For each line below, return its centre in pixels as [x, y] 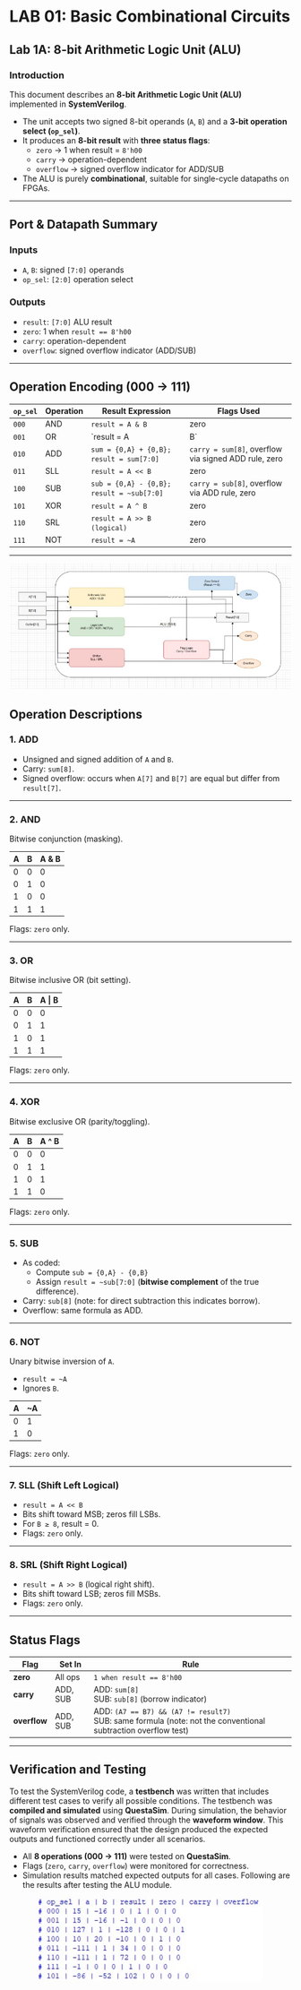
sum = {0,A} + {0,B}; [131, 450]
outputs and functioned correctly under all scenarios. [107, 1839]
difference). [57, 1291]
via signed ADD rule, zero [236, 458]
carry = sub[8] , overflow [236, 483]
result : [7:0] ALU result [67, 322]
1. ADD [24, 739]
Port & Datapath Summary [84, 224]
